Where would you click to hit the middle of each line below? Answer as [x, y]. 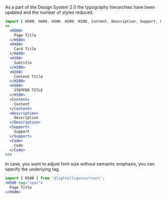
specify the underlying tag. [33, 169]
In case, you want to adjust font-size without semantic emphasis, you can [80, 164]
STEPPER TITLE [28, 90]
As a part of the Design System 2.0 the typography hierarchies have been [80, 7]
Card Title [25, 49]
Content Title [28, 77]
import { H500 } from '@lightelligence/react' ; [55, 178]
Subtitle [23, 63]
